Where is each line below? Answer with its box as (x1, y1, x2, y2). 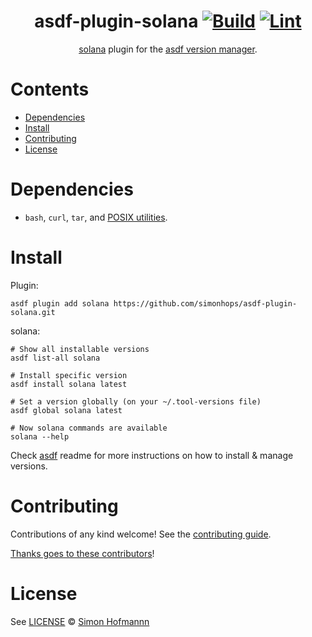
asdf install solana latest (10, 379, 128, 389)
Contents (10, 78, 90, 101)
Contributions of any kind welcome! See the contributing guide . (10, 528, 272, 540)
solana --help (10, 431, 70, 442)
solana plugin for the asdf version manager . (78, 43, 258, 55)
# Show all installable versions (10, 344, 150, 354)
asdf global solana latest (10, 405, 123, 415)
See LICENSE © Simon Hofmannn (10, 615, 150, 627)
